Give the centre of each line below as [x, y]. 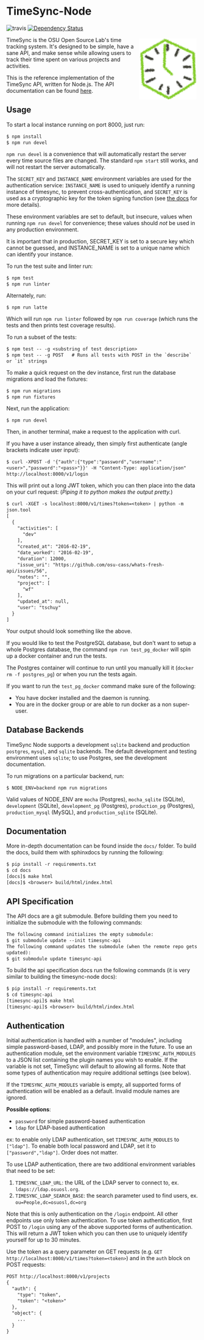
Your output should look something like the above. [69, 631]
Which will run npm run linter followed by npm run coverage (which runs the [102, 319]
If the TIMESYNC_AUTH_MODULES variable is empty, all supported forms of [94, 1085]
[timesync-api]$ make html [40, 1001]
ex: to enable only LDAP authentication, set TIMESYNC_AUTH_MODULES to [93, 1140]
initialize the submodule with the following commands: [74, 923]
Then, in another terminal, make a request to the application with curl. [93, 431]
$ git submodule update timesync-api [54, 959]
